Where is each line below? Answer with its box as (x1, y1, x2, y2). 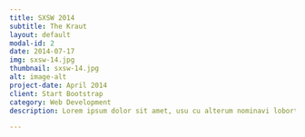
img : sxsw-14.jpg (9, 55, 75, 64)
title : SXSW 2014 (9, 13, 75, 23)
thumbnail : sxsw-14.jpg (9, 64, 100, 73)
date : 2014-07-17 (9, 47, 75, 56)
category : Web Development (9, 97, 112, 107)
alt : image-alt (9, 73, 67, 82)
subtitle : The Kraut (9, 22, 88, 31)
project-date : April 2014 (9, 81, 107, 90)
